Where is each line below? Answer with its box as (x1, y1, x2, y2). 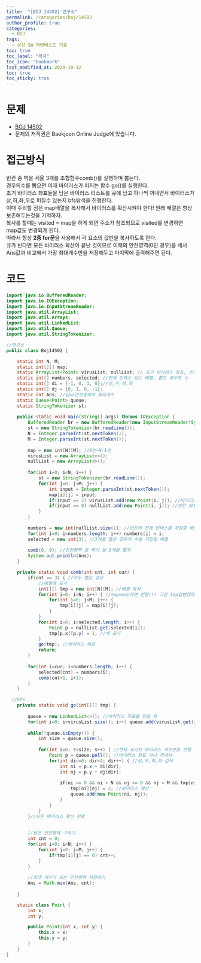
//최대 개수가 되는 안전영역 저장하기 (28, 875, 106, 881)
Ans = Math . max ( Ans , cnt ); (28, 880, 95, 886)
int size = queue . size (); (38, 736, 103, 742)
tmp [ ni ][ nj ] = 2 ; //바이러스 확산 (70, 785, 149, 792)
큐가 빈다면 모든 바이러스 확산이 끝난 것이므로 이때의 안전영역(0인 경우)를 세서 (6, 241, 187, 249)
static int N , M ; (17, 358, 60, 365)
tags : (6, 36, 20, 42)
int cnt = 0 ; (28, 836, 60, 842)
